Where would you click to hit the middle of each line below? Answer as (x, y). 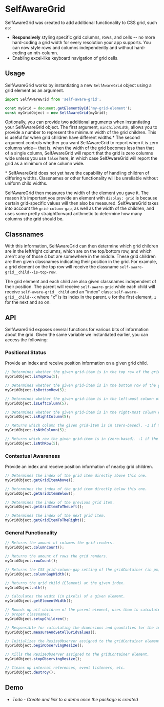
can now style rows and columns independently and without (72, 47)
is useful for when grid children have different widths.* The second (72, 137)
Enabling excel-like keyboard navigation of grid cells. (65, 58)
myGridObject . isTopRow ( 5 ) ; (32, 377)
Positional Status (26, 352)
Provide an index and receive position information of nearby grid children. (79, 467)
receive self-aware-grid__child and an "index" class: (59, 292)
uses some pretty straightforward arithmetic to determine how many (74, 214)
